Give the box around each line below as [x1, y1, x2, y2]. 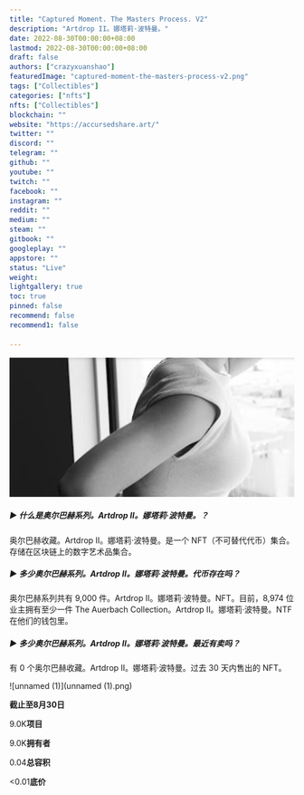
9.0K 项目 [9, 719, 43, 730]
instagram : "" [9, 196, 63, 206]
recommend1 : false [9, 320, 79, 330]
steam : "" [9, 225, 47, 235]
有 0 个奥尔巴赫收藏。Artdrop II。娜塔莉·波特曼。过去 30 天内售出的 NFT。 [9, 663, 287, 674]
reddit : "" [9, 206, 51, 215]
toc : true [9, 292, 47, 301]
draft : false [9, 53, 59, 63]
